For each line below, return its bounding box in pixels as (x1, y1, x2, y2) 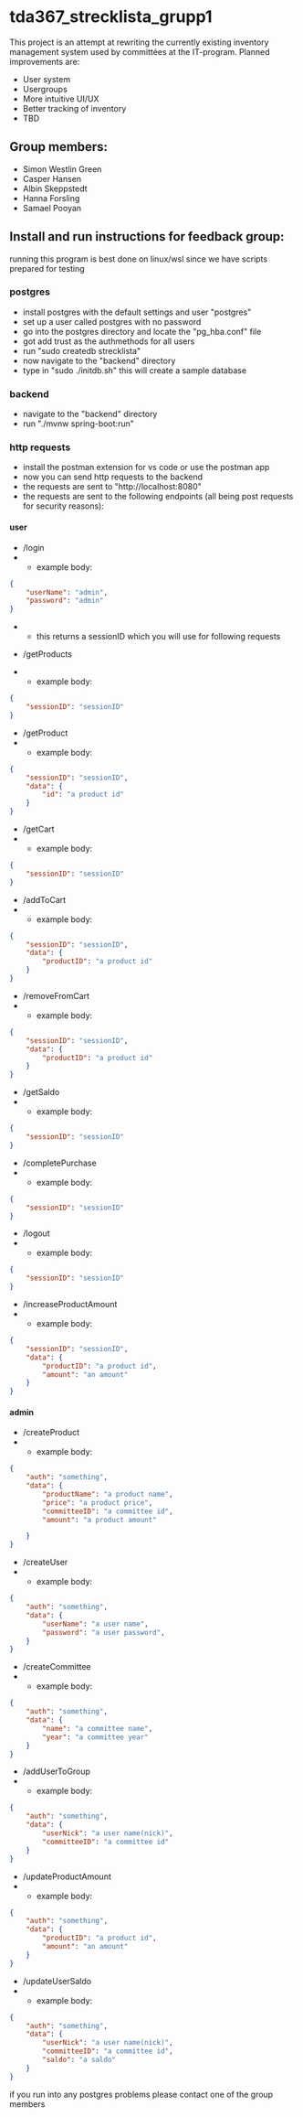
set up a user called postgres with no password (22, 316, 202, 327)
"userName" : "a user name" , (42, 1619, 149, 1628)
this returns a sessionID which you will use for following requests (36, 631, 281, 642)
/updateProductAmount (22, 1871, 111, 1882)
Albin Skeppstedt (22, 183, 89, 194)
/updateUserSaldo (22, 1975, 92, 1986)
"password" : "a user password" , (42, 1628, 166, 1637)
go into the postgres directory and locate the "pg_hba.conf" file (22, 326, 262, 337)
